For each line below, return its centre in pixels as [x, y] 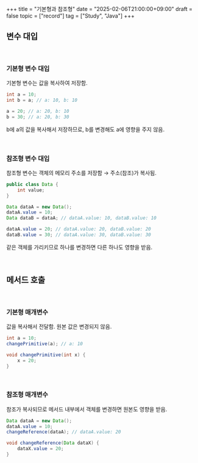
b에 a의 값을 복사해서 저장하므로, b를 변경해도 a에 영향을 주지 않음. [86, 129]
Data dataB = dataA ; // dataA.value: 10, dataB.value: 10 [81, 218]
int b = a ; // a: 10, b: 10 [42, 100]
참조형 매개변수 [27, 395]
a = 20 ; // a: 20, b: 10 [38, 111]
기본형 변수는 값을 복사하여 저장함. [47, 83]
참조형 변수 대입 [28, 159]
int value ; [31, 190]
